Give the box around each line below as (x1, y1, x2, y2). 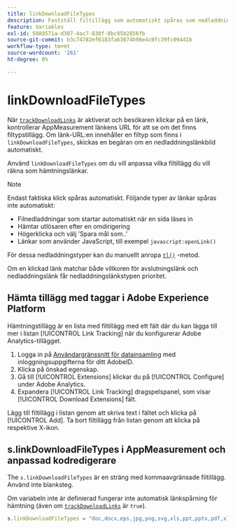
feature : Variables (7, 23, 64, 30)
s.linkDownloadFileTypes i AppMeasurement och (7, 443, 226, 455)
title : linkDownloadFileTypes (7, 10, 96, 18)
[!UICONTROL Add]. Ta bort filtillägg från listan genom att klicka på (7, 415, 201, 424)
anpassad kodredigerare (7, 454, 117, 467)
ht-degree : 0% (7, 56, 49, 63)
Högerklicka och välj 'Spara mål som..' (17, 229, 128, 238)
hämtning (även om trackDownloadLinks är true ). (7, 502, 147, 510)
